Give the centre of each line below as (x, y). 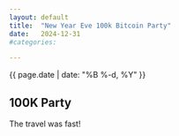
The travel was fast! (45, 124)
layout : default (39, 17)
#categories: (33, 42)
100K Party (41, 102)
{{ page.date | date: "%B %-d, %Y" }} (78, 75)
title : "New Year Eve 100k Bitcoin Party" (90, 26)
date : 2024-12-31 (45, 34)
